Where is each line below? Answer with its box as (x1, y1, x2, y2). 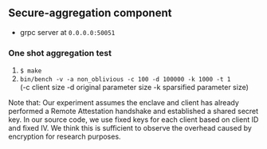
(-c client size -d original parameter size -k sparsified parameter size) (19, 83, 249, 92)
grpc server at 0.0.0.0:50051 (19, 27, 116, 37)
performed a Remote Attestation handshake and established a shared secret (8, 107, 259, 116)
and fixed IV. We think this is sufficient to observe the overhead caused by (8, 124, 253, 133)
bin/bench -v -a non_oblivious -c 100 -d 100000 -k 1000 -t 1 (19, 76, 231, 84)
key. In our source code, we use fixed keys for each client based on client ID (8, 115, 259, 124)
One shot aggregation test (8, 47, 112, 58)
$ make (19, 67, 42, 75)
